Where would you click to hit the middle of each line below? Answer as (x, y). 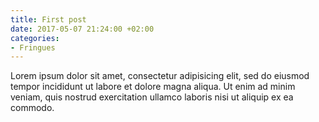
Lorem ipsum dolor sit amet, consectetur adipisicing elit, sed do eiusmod (160, 76)
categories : (35, 38)
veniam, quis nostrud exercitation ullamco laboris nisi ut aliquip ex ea (152, 97)
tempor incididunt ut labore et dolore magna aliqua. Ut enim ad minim (153, 87)
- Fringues (33, 47)
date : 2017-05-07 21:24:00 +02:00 (82, 29)
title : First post (48, 19)
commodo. (32, 108)
